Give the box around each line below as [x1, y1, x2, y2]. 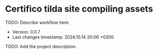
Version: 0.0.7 [12, 29, 40, 35]
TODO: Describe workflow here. [5, 19, 70, 25]
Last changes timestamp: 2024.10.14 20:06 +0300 [12, 34, 114, 40]
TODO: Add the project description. [5, 43, 77, 49]
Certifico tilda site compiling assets [5, 3, 154, 15]
